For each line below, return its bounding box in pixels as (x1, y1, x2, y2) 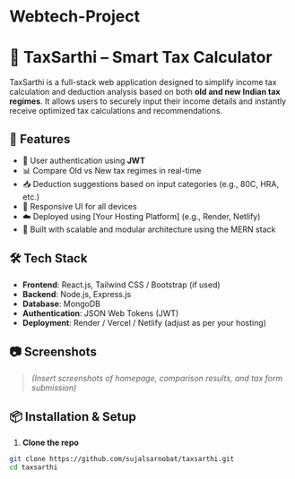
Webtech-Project (9, 6, 141, 27)
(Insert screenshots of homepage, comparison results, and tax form (30, 372, 283, 383)
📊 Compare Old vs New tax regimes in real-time (22, 165, 202, 175)
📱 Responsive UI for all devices (22, 201, 137, 211)
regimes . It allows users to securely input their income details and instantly (9, 96, 287, 107)
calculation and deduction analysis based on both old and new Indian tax (9, 87, 281, 98)
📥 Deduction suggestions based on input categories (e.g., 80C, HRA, (22, 178, 280, 189)
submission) (30, 382, 77, 393)
